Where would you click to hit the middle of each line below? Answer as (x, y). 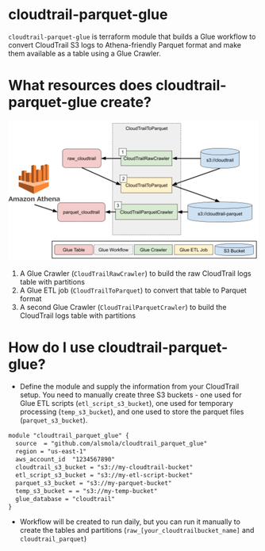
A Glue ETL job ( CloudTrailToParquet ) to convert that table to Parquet (133, 290)
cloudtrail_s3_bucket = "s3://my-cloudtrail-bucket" (104, 468)
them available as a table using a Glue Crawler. (84, 53)
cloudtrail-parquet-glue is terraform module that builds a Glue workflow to (132, 36)
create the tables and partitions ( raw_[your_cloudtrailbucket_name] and (137, 530)
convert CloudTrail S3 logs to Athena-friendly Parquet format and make (125, 44)
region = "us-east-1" (51, 452)
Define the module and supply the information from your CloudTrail (129, 387)
